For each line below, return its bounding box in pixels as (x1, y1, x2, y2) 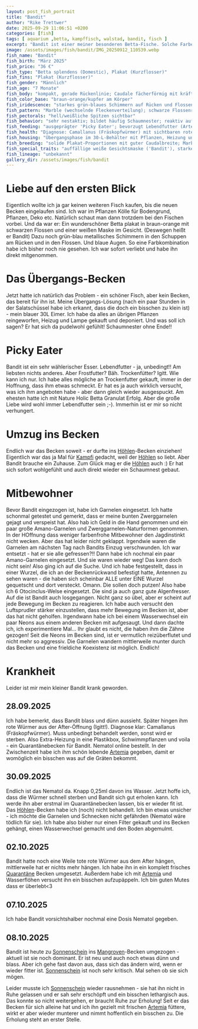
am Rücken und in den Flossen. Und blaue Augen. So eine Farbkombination (6, 239, 190, 246)
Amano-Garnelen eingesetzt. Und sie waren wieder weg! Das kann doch (6, 556, 182, 563)
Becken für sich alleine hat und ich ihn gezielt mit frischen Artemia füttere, (6, 1003, 186, 1010)
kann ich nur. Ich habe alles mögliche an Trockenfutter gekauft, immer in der (6, 376, 192, 383)
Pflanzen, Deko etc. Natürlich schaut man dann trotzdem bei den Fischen (6, 214, 184, 221)
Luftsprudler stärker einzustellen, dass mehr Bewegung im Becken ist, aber (6, 606, 189, 613)
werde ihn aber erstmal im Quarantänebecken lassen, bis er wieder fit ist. (6, 800, 184, 807)
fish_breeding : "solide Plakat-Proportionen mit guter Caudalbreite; (6, 140, 181, 146)
